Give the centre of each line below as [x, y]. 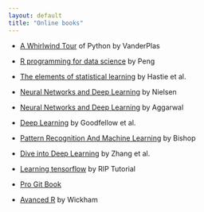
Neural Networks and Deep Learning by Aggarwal [102, 107]
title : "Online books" [46, 23]
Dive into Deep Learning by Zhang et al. [85, 153]
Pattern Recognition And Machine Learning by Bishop [108, 138]
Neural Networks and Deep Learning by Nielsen [98, 91]
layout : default [35, 15]
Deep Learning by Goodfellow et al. [78, 122]
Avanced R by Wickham [59, 199]
